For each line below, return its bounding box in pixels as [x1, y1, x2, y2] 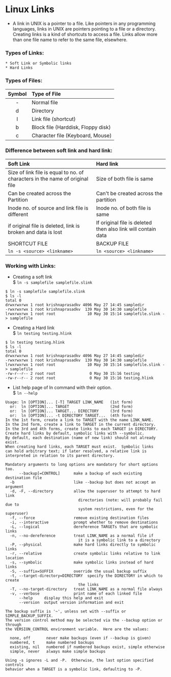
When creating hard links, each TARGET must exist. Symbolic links [5, 444, 154, 450]
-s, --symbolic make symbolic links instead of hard [10, 560, 154, 565]
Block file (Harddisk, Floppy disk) [31, 124, 111, 131]
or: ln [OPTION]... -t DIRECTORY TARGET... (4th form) [10, 413, 133, 418]
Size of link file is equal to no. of [8, 169, 84, 176]
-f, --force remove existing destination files [10, 515, 149, 521]
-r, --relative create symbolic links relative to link [10, 551, 160, 556]
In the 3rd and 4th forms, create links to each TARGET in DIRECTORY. [5, 426, 158, 432]
